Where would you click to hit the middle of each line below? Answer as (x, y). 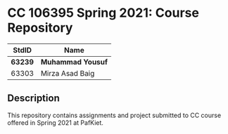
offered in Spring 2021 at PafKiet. (56, 122)
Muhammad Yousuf (74, 62)
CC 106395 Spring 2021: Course (103, 13)
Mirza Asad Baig (68, 73)
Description (33, 99)
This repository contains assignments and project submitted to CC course (114, 115)
